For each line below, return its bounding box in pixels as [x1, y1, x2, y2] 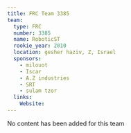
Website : [19, 100, 45, 107]
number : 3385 [13, 29, 51, 37]
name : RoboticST [13, 36, 60, 43]
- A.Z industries [19, 74, 70, 82]
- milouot [19, 62, 49, 69]
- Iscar [19, 68, 42, 75]
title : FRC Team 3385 [7, 10, 70, 17]
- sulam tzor [19, 87, 58, 94]
